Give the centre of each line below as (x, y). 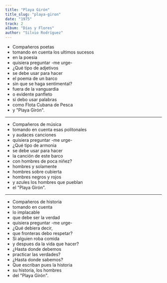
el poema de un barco (35, 78)
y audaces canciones (34, 135)
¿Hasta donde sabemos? (38, 260)
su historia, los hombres (37, 270)
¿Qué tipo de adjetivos (35, 68)
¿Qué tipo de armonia (35, 145)
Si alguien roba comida (36, 239)
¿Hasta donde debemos (37, 249)
